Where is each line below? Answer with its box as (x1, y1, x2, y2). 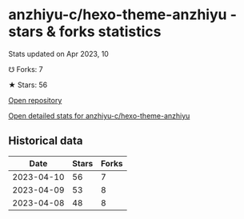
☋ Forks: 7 (8, 64, 43, 74)
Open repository (8, 95, 62, 105)
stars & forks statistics (8, 22, 162, 41)
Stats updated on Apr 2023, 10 (8, 49, 110, 58)
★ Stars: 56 (8, 80, 48, 90)
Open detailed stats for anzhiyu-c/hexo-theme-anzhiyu (8, 110, 190, 121)
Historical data (8, 134, 83, 148)
